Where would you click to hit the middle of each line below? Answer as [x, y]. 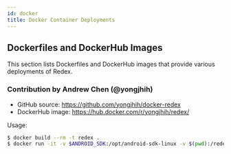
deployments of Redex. [40, 71]
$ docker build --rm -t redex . [53, 137]
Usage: [17, 125]
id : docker [23, 13]
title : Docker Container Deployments [61, 20]
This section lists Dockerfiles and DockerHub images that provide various [111, 64]
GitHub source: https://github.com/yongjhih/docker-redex [99, 104]
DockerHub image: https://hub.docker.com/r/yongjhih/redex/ [103, 111]
